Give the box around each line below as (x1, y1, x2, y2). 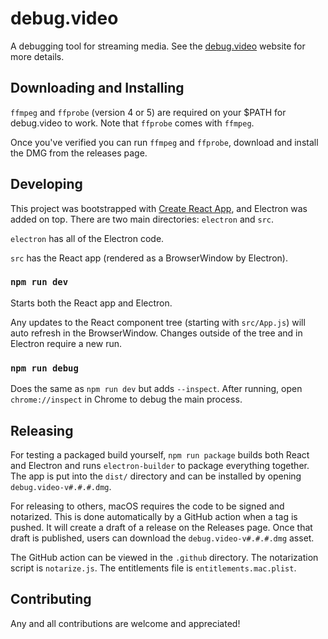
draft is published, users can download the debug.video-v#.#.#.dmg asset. (10, 532, 315, 544)
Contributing (10, 591, 92, 608)
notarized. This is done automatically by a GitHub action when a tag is (10, 510, 298, 522)
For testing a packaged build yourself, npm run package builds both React (10, 448, 310, 461)
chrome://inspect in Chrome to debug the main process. (10, 393, 243, 406)
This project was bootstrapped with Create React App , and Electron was (10, 202, 308, 214)
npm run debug (10, 362, 79, 374)
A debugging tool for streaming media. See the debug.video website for (10, 40, 306, 52)
